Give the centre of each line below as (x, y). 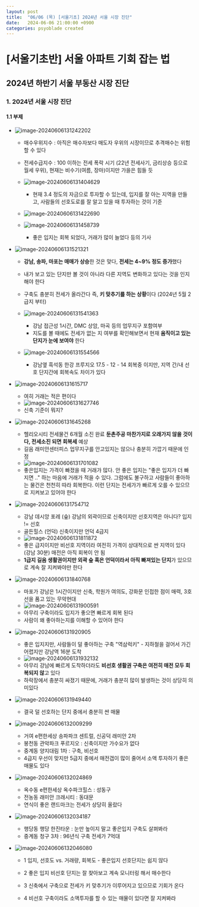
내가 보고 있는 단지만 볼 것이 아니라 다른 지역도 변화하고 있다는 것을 (101, 274)
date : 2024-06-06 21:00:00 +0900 (50, 23)
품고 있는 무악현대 (56, 599)
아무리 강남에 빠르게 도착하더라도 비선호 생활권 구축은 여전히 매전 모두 (104, 665)
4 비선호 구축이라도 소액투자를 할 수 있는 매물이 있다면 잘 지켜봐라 (100, 898)
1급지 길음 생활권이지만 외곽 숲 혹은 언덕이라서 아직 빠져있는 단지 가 (100, 560)
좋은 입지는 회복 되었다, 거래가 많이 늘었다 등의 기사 (92, 237)
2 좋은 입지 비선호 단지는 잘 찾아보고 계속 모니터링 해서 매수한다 (97, 873)
